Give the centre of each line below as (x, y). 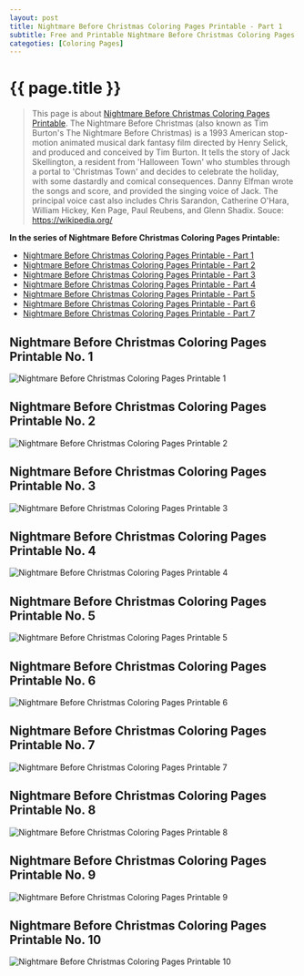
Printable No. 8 (53, 811)
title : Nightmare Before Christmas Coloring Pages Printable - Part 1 (146, 26)
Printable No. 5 (52, 616)
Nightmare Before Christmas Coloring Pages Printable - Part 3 (139, 275)
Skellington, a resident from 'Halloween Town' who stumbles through (161, 162)
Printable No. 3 (53, 486)
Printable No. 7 (52, 745)
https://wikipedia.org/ (72, 221)
